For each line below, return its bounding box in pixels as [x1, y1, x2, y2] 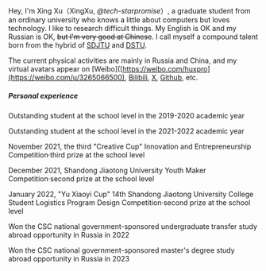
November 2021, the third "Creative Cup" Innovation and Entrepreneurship [8, 141, 252, 151]
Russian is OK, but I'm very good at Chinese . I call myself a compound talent [8, 32, 258, 41]
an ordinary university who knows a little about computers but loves [8, 15, 230, 25]
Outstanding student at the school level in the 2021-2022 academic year [8, 126, 245, 136]
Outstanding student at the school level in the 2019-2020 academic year [8, 110, 245, 120]
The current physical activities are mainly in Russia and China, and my [8, 56, 237, 65]
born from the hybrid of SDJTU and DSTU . [8, 41, 148, 49]
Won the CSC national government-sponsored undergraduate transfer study [8, 221, 258, 231]
